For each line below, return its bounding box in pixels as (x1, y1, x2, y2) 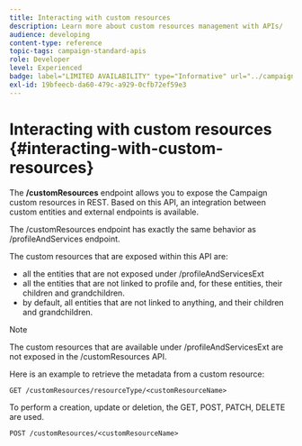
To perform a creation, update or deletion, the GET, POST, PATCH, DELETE (9, 402, 286, 413)
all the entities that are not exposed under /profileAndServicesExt (22, 268, 265, 279)
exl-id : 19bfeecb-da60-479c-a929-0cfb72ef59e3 (9, 80, 187, 89)
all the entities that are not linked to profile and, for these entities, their (22, 278, 283, 288)
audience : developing (9, 30, 91, 39)
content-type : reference (9, 38, 102, 48)
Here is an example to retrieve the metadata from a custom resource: (9, 369, 265, 379)
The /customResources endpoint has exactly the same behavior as (9, 223, 256, 234)
